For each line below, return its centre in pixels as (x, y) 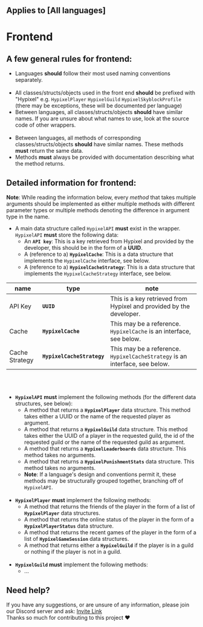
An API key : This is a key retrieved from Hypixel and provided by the (109, 241)
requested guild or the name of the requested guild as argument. (105, 442)
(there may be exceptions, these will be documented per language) (98, 106)
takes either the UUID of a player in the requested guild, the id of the (109, 436)
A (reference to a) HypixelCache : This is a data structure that (98, 254)
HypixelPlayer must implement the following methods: (83, 500)
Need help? (28, 590)
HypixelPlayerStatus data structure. (69, 526)
